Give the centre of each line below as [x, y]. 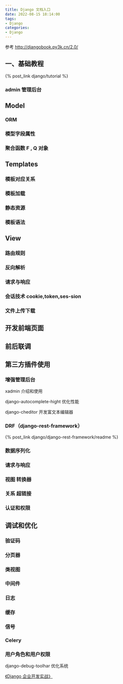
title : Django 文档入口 [28, 10]
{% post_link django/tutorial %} [37, 76]
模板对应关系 [20, 179]
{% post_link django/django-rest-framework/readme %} [62, 437]
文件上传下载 [20, 311]
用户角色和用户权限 [28, 655]
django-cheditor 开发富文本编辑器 [39, 412]
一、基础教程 [25, 64]
